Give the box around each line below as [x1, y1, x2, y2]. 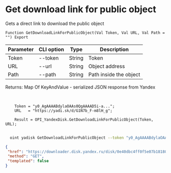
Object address [88, 63, 125, 70]
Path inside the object [88, 71, 140, 78]
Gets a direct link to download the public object [5, 20, 104, 26]
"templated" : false [7, 159, 49, 164]
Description [100, 46, 129, 53]
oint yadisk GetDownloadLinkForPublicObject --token [10, 135, 124, 140]
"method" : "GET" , [7, 154, 44, 159]
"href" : [7, 149, 24, 154]
